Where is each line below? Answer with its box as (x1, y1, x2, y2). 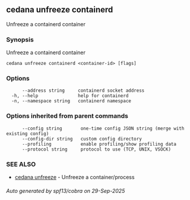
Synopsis (6, 35, 34, 43)
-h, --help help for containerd (11, 93, 129, 99)
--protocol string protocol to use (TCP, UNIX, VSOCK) (21, 146, 171, 152)
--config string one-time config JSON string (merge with (21, 125, 185, 132)
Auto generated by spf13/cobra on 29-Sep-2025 (6, 187, 125, 194)
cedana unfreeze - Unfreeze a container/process (14, 174, 135, 180)
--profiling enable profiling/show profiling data (21, 141, 177, 147)
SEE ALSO (6, 160, 36, 168)
